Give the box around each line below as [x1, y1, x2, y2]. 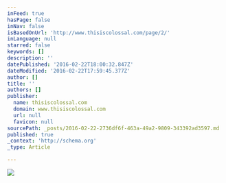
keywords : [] [7, 49, 45, 56]
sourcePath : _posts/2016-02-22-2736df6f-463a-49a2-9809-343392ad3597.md [7, 125, 220, 132]
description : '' [7, 55, 54, 62]
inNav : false [7, 23, 45, 29]
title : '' [7, 80, 36, 87]
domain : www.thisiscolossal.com [13, 106, 106, 112]
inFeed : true [7, 10, 45, 17]
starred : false [7, 42, 51, 49]
